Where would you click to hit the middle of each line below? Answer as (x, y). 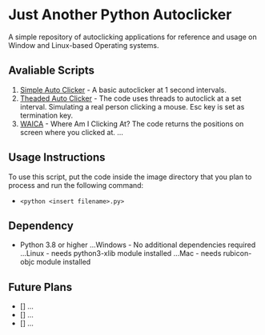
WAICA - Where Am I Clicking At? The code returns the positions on (132, 124)
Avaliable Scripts (51, 71)
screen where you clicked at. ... (72, 132)
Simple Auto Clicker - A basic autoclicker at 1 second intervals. (123, 90)
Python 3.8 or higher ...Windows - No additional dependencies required (138, 245)
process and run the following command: (76, 185)
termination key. (46, 115)
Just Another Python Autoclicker (120, 15)
